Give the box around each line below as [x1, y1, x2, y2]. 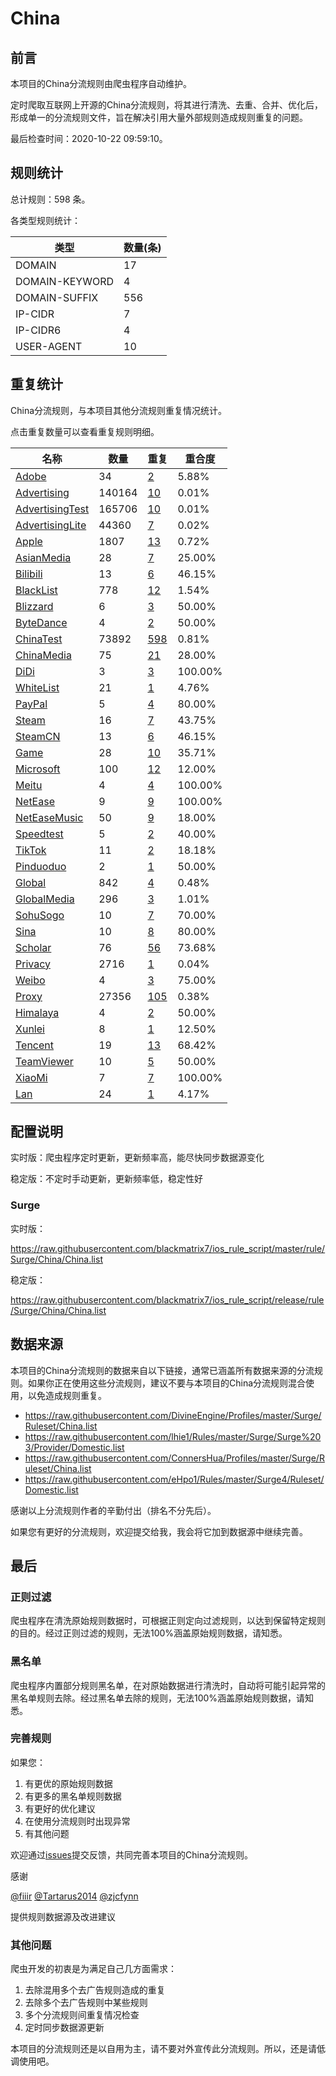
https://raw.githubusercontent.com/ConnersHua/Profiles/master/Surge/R [24, 1452, 325, 1464]
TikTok [15, 843, 47, 857]
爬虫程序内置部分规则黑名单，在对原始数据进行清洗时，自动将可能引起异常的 [10, 1679, 326, 1691]
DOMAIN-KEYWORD [15, 274, 115, 288]
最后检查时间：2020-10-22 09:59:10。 [10, 133, 168, 144]
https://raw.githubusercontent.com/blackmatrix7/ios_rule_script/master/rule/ [10, 1242, 326, 1254]
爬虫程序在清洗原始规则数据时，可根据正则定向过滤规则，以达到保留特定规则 [10, 1615, 326, 1627]
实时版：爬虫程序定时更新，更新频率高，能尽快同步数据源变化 [10, 1152, 265, 1164]
